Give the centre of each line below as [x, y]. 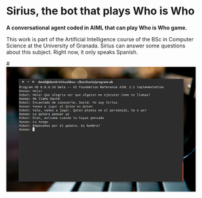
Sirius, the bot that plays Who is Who [100, 11]
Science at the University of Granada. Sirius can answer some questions [96, 46]
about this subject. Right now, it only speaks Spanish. [72, 52]
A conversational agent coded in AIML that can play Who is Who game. [97, 28]
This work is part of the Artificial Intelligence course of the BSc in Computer [100, 39]
